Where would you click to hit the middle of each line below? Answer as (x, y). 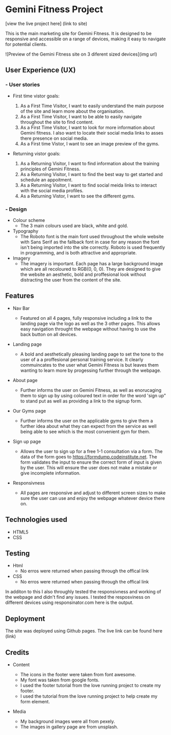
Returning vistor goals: (36, 154)
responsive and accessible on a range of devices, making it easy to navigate (86, 39)
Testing (18, 553)
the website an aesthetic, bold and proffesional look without (83, 274)
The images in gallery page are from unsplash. (69, 727)
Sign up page (27, 441)
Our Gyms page (29, 411)
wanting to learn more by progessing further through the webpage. (91, 370)
